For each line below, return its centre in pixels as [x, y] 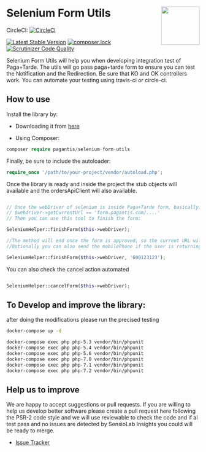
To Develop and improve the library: [76, 305]
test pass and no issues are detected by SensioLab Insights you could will [100, 424]
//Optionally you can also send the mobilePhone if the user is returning [104, 246]
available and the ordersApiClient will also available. [72, 190]
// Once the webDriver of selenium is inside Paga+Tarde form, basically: [104, 207]
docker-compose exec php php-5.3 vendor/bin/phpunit [75, 342]
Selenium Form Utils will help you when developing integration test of [94, 60]
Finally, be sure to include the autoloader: [59, 161]
